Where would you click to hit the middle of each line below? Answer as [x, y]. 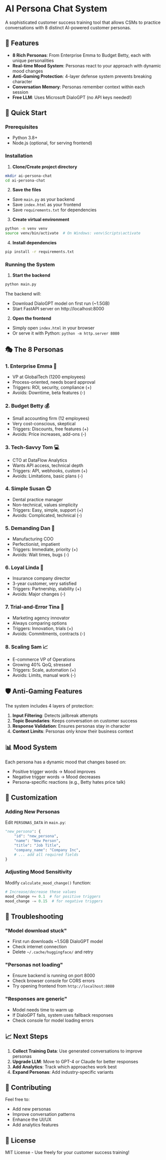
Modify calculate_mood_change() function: [48, 882]
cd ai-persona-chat [25, 180]
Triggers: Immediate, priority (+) [45, 550]
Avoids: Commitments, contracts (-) [49, 634]
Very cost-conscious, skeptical [44, 424]
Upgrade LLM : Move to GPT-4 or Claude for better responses [75, 1061]
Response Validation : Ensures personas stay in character [71, 726]
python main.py [21, 285]
